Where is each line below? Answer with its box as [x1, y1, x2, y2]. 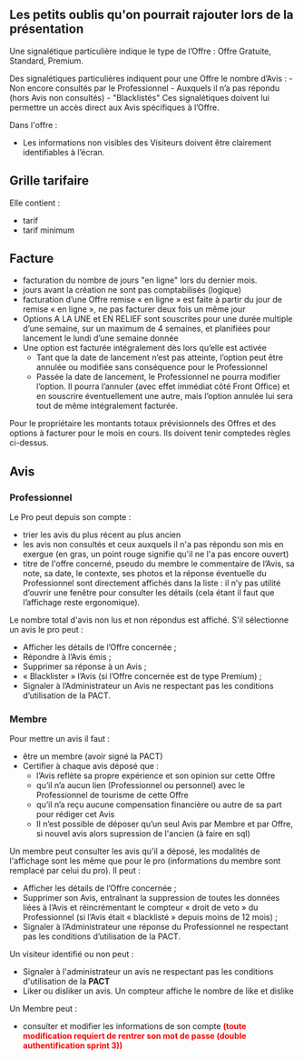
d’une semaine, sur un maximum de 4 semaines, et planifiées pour [22, 323, 271, 335]
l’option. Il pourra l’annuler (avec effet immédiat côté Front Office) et [35, 381, 290, 392]
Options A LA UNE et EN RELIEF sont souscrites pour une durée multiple [22, 314, 293, 325]
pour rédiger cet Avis [35, 809, 115, 820]
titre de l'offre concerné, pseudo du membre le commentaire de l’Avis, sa [22, 558, 295, 569]
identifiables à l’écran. [22, 146, 105, 157]
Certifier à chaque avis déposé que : [22, 761, 159, 772]
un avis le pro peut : [9, 625, 83, 635]
